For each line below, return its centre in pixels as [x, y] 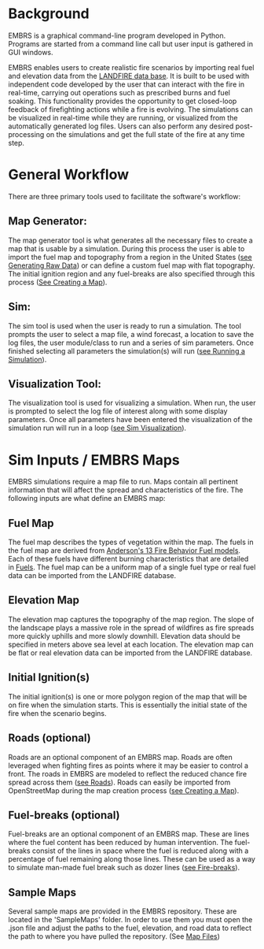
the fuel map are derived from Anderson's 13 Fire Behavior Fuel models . [125, 550]
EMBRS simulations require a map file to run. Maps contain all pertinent [123, 482]
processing [26, 134]
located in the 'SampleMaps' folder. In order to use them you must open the [130, 920]
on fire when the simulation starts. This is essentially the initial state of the [128, 705]
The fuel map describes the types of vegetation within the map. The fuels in [131, 542]
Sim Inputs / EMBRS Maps [94, 460]
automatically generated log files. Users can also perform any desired [121, 126]
